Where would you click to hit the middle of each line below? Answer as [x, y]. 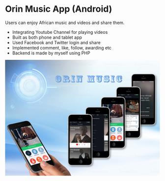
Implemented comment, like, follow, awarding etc [62, 48]
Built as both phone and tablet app [47, 37]
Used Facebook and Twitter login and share [56, 42]
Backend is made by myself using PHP [51, 53]
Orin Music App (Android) [59, 9]
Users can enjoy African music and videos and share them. [65, 23]
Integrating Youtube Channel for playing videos [60, 32]
